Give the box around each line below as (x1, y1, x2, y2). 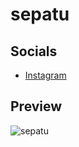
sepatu (10, 3, 70, 26)
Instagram (24, 69, 67, 81)
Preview (10, 98, 63, 115)
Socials (10, 43, 58, 60)
